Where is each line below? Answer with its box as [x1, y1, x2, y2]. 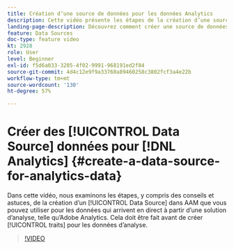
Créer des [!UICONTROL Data [7, 124, 180, 140]
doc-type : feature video [7, 36, 79, 43]
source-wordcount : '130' [7, 81, 79, 88]
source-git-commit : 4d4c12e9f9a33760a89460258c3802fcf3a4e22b [7, 68, 192, 75]
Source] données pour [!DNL [7, 138, 176, 154]
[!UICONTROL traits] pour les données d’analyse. [7, 220, 148, 230]
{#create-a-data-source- [70, 154, 221, 169]
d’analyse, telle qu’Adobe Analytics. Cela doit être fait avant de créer [7, 214, 203, 222]
